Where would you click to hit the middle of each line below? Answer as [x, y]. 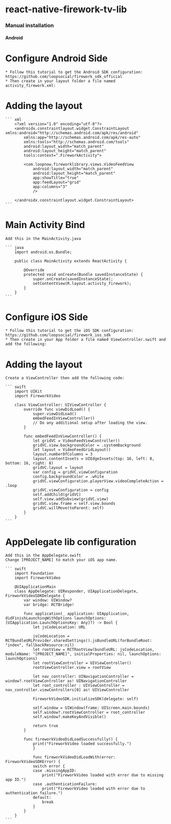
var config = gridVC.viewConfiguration [75, 472]
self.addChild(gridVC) [57, 495]
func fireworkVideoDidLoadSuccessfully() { [71, 739]
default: [42, 798]
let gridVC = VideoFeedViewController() [76, 441]
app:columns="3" [50, 187]
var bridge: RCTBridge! [49, 605]
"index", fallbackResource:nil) [40, 645]
